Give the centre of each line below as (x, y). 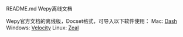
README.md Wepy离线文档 (39, 9)
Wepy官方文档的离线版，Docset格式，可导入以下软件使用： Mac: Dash (92, 21)
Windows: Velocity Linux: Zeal (43, 28)
